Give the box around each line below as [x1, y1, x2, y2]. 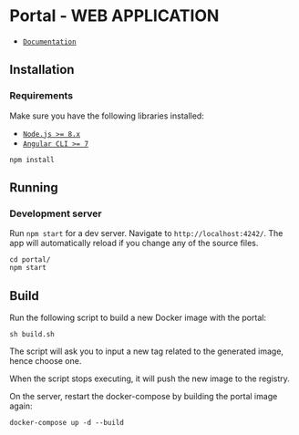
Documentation [22, 37, 77, 47]
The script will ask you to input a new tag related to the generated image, [9, 346, 284, 357]
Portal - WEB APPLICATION [9, 5, 220, 26]
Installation [9, 62, 75, 78]
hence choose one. [9, 356, 82, 367]
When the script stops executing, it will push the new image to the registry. [9, 373, 290, 384]
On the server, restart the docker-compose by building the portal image [9, 391, 278, 402]
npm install [9, 155, 55, 164]
